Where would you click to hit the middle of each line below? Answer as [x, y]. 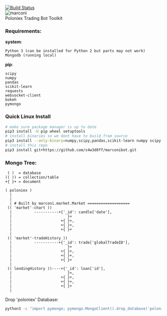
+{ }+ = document [23, 182]
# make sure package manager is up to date [51, 127]
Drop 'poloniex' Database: [32, 300]
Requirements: [23, 31]
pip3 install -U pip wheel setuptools [45, 132]
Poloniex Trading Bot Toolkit [34, 18]
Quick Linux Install [28, 117]
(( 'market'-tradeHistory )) [38, 238]
